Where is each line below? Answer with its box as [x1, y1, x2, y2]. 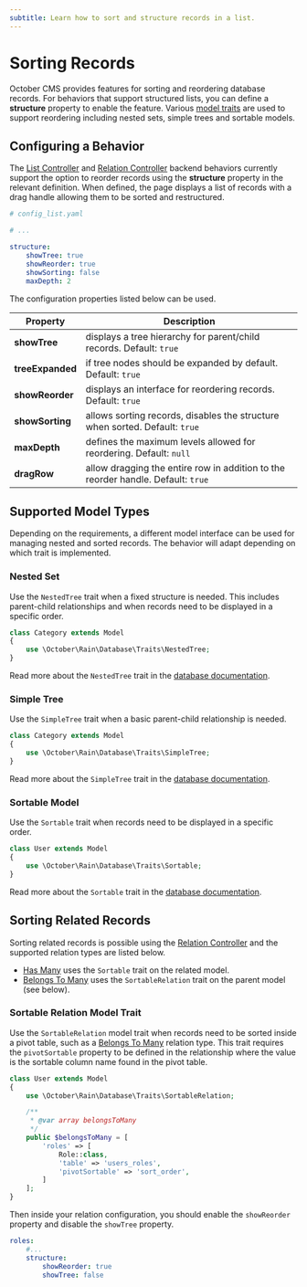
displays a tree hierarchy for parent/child [85, 330, 260, 343]
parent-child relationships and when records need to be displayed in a [9, 600, 273, 612]
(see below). [22, 984, 70, 995]
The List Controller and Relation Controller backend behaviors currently [9, 163, 279, 174]
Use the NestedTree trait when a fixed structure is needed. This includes [9, 591, 281, 602]
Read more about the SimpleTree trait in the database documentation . [9, 773, 270, 784]
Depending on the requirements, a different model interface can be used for [9, 528, 295, 539]
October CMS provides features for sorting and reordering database [9, 83, 266, 94]
